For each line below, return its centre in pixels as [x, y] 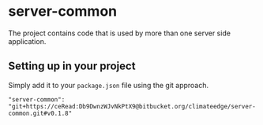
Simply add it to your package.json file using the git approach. [109, 85]
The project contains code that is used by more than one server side [120, 33]
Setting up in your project [72, 66]
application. [27, 41]
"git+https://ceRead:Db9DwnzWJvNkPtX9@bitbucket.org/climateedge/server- [132, 106]
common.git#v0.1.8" [40, 113]
